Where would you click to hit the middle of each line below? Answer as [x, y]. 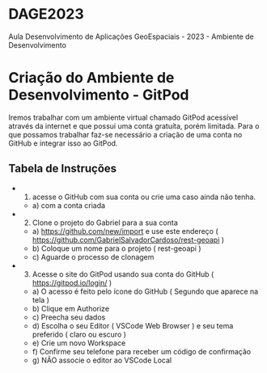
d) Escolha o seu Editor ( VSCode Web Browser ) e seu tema [133, 325]
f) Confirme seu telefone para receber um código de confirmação [142, 351]
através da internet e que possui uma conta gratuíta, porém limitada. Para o [134, 125]
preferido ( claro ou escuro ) [79, 334]
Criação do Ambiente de [91, 78]
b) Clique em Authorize [71, 308]
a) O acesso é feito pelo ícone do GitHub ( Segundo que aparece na [145, 291]
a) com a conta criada [69, 205]
